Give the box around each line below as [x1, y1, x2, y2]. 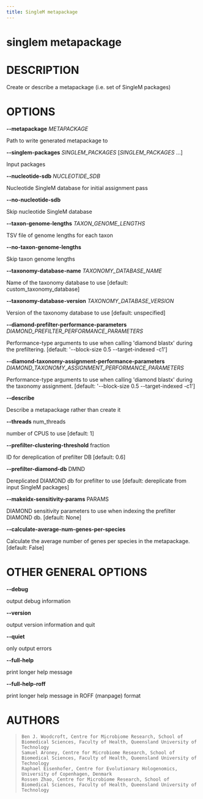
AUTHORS [6, 713, 60, 727]
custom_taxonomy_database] [6, 285, 80, 293]
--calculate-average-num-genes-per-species [6, 525, 126, 533]
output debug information [6, 597, 71, 605]
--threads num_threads [6, 418, 66, 425]
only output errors [6, 644, 52, 652]
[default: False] [6, 544, 45, 551]
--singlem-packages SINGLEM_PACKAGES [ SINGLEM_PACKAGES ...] [6, 148, 183, 156]
